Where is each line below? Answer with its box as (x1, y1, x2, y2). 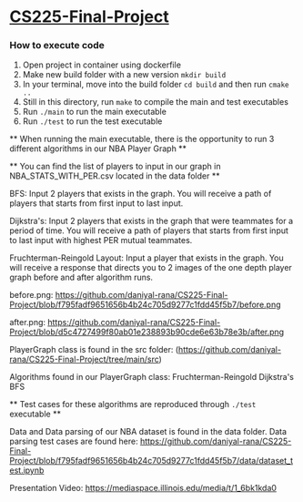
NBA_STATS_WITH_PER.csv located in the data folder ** (9, 170, 220, 181)
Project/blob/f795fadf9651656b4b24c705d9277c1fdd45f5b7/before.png (9, 299, 281, 311)
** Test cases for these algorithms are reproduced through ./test (9, 399, 257, 410)
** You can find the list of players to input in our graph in (9, 161, 221, 172)
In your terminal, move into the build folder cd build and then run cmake (22, 79, 289, 90)
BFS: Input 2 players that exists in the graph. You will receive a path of (9, 189, 272, 200)
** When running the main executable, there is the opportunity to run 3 (9, 134, 275, 145)
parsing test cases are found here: (9, 435, 138, 447)
